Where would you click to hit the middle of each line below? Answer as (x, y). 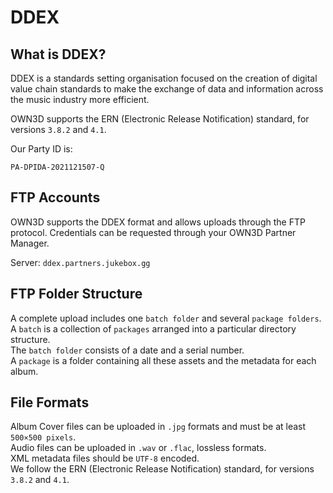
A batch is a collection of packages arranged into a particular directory (153, 328)
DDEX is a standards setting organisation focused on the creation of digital (164, 78)
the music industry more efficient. (80, 99)
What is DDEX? (58, 54)
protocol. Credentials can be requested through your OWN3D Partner (153, 232)
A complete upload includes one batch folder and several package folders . (166, 318)
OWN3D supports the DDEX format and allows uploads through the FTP (158, 222)
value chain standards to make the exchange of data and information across (167, 89)
